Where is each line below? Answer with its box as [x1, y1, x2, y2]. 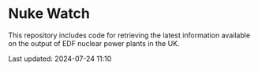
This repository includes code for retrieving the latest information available [8, 30, 251, 40]
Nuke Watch [8, 5, 91, 23]
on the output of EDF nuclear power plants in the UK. [8, 38, 180, 48]
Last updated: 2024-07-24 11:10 [8, 54, 112, 63]
